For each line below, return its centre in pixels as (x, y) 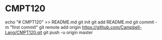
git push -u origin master (68, 32)
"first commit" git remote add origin (45, 27)
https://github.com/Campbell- (112, 27)
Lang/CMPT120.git (24, 32)
